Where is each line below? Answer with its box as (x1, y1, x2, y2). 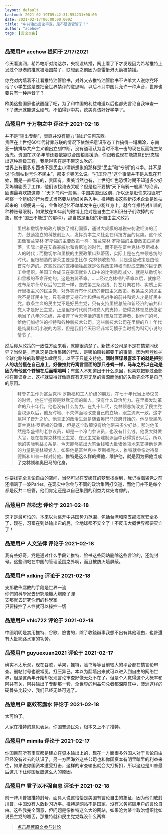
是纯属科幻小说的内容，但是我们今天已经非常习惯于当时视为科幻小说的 (17, 325, 162, 331)
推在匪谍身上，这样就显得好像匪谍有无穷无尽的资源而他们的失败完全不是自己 (5, 374, 163, 380)
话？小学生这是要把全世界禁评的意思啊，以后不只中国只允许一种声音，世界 (5, 84, 158, 90)
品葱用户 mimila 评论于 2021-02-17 (5, 738, 90, 745)
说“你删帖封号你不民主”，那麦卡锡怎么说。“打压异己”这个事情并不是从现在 (5, 171, 157, 177)
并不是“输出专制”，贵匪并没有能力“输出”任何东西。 (5, 133, 109, 139)
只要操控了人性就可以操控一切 (5, 603, 66, 609)
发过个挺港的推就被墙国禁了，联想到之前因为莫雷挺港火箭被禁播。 (5, 67, 141, 73)
